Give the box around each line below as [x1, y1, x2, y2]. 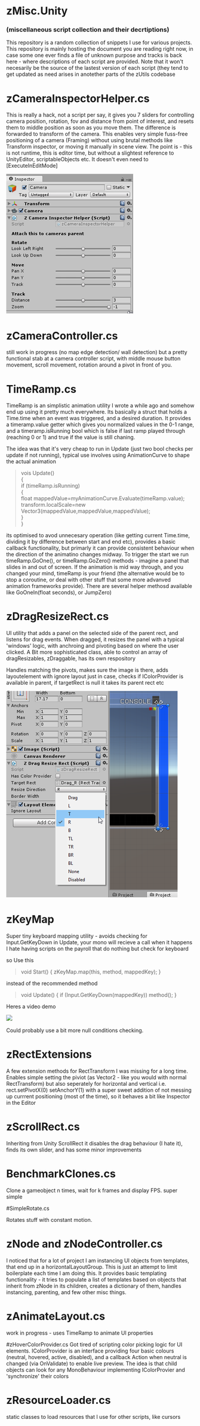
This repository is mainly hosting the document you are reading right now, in [6, 45, 193, 53]
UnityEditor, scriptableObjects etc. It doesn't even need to [6, 156, 149, 163]
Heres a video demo [6, 1003, 56, 1010]
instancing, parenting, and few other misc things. [6, 1288, 127, 1296]
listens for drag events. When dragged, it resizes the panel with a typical [6, 636, 184, 643]
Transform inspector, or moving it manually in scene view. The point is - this [6, 143, 193, 150]
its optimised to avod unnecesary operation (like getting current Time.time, [6, 532, 190, 539]
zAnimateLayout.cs [6, 1310, 106, 1323]
